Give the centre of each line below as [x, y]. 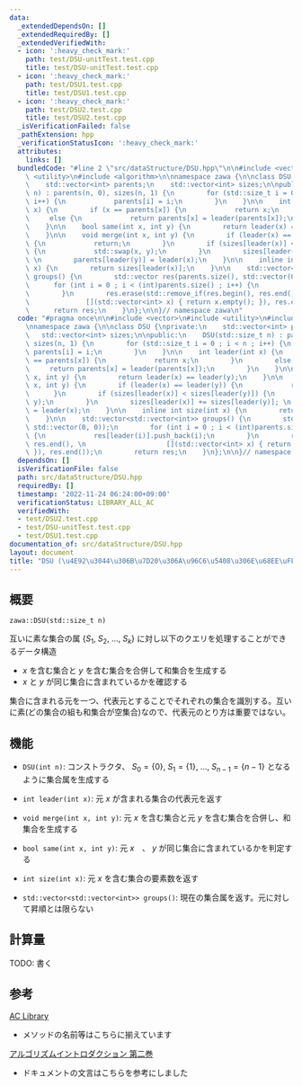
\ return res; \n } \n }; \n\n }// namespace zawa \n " [134, 310]
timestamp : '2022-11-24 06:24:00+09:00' [94, 494]
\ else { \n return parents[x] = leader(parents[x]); [156, 218]
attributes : [40, 151]
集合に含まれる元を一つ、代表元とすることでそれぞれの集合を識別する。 [143, 701]
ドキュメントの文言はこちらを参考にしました [105, 1073]
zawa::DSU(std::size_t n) [58, 621]
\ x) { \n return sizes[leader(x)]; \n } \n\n [128, 269]
